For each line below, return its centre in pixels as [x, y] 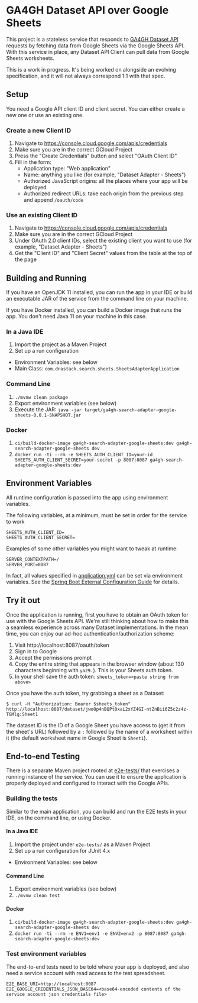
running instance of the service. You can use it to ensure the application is [97, 777]
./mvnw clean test [37, 896]
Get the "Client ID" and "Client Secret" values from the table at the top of [103, 253]
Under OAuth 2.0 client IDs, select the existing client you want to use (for [103, 241]
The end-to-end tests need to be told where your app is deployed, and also [98, 967]
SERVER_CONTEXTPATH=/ [33, 559]
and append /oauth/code [53, 200]
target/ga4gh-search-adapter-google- [131, 410]
